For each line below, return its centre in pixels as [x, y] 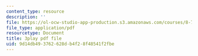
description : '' [26, 17]
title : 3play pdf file [34, 38]
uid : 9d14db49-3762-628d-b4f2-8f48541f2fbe [60, 44]
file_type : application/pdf [41, 28]
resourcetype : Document [35, 33]
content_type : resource [35, 11]
